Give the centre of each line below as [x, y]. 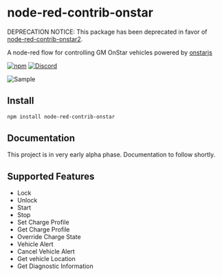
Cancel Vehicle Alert [46, 252]
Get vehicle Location [46, 259]
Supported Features [51, 176]
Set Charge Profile [43, 223]
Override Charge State [49, 237]
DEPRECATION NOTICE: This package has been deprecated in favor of [107, 32]
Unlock [27, 201]
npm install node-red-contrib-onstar [61, 116]
